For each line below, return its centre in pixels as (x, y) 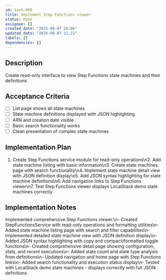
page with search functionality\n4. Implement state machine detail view (86, 170)
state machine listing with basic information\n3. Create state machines (85, 165)
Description (24, 63)
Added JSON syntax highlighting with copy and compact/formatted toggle (82, 241)
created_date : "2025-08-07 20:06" (41, 29)
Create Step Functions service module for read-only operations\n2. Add (87, 160)
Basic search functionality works (46, 125)
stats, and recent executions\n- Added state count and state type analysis (81, 252)
